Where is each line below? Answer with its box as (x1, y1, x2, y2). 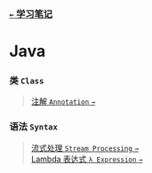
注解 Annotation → (30, 96, 96, 107)
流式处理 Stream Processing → (30, 142, 140, 153)
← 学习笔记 (9, 7, 53, 20)
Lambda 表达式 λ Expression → (30, 153, 143, 164)
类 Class (9, 75, 44, 87)
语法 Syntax (9, 121, 58, 133)
